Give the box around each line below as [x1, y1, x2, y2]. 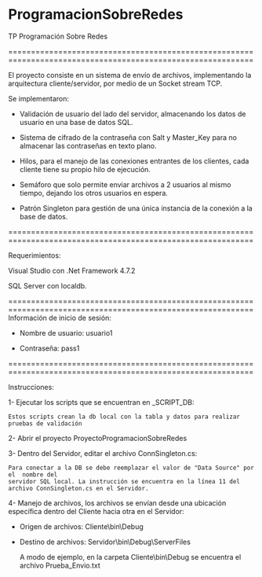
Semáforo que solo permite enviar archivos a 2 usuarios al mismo [19, 179, 231, 189]
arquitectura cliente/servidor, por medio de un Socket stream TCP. [8, 79, 223, 88]
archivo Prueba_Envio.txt [19, 560, 100, 570]
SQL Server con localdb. [8, 281, 88, 290]
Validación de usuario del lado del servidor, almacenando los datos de [19, 108, 246, 119]
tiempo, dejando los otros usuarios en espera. [19, 188, 169, 197]
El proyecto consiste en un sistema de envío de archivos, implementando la [8, 70, 252, 79]
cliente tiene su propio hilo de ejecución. [19, 164, 151, 174]
